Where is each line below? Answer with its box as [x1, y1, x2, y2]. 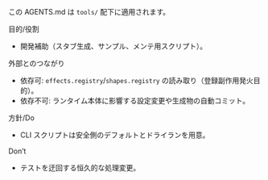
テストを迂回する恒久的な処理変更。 [19, 163, 141, 172]
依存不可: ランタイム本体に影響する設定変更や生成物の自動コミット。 [19, 96, 250, 105]
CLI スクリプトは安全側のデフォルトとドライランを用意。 [19, 130, 210, 140]
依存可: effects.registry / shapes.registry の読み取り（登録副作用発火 [19, 76, 254, 85]
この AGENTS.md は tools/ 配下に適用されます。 [8, 7, 171, 16]
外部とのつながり [8, 59, 65, 68]
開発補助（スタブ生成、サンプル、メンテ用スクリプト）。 [19, 41, 208, 51]
